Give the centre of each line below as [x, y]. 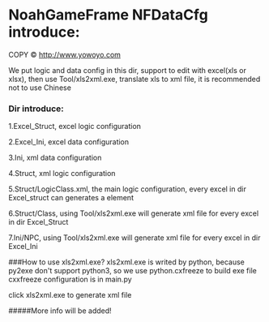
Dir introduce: [36, 109]
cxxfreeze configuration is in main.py [70, 279]
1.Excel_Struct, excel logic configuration [75, 127]
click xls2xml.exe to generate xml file [70, 295]
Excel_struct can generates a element [71, 198]
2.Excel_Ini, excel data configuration [69, 142]
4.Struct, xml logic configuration [62, 174]
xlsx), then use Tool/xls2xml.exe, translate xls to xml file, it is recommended [134, 79]
